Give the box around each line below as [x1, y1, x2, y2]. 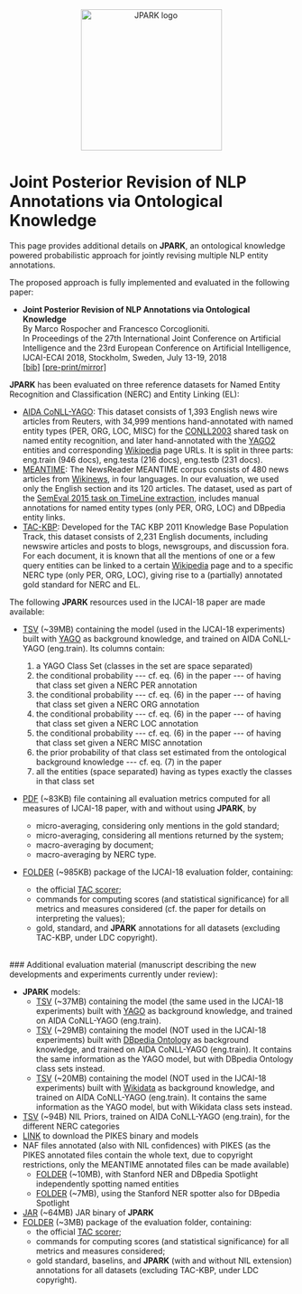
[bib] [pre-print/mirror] [22, 361, 106, 372]
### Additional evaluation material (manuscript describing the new [9, 959, 257, 970]
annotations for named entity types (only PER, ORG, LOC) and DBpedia [22, 502, 286, 513]
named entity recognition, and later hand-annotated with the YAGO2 [22, 435, 276, 445]
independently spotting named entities [35, 1178, 179, 1189]
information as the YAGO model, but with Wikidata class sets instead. [35, 1102, 293, 1112]
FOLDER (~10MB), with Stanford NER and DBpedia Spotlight [35, 1168, 259, 1179]
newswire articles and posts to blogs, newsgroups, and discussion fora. [22, 540, 289, 551]
